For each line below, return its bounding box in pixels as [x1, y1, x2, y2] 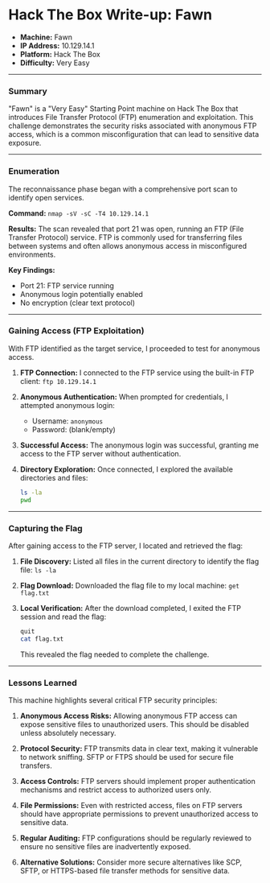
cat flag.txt [19, 634, 64, 643]
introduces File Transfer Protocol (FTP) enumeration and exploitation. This [8, 113, 254, 122]
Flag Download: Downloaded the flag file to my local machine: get [19, 580, 239, 590]
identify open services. [8, 192, 84, 202]
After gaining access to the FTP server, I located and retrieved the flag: [8, 541, 243, 551]
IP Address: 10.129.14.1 [19, 40, 95, 50]
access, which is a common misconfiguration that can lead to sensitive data [8, 130, 260, 139]
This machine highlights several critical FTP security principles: [8, 695, 218, 705]
